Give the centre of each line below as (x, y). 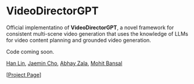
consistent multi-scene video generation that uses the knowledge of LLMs (97, 33)
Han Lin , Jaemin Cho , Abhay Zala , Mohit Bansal (64, 63)
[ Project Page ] (24, 74)
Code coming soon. (30, 51)
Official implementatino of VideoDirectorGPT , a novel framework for (90, 27)
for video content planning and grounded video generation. (79, 40)
